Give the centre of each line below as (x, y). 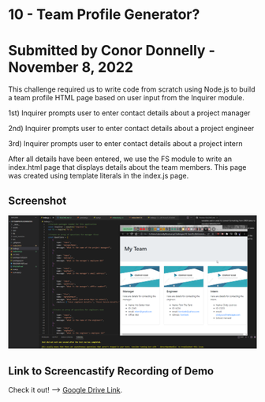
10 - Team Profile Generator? (104, 15)
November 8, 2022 (71, 68)
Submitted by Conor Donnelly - (112, 51)
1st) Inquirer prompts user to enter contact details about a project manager (129, 113)
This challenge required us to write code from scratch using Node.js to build (132, 89)
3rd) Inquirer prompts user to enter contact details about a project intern (125, 144)
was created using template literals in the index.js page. (99, 176)
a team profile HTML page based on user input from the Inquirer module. (126, 98)
